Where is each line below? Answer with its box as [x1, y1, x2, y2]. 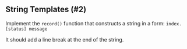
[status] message [5, 26, 48, 32]
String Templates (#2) [5, 5, 87, 14]
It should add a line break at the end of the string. [5, 36, 124, 43]
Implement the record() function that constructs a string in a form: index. [5, 20, 182, 27]
